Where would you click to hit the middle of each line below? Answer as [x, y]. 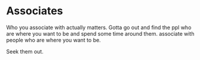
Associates [35, 11]
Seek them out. [25, 51]
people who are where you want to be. [54, 40]
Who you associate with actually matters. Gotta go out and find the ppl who [99, 27]
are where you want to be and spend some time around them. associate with [100, 33]
